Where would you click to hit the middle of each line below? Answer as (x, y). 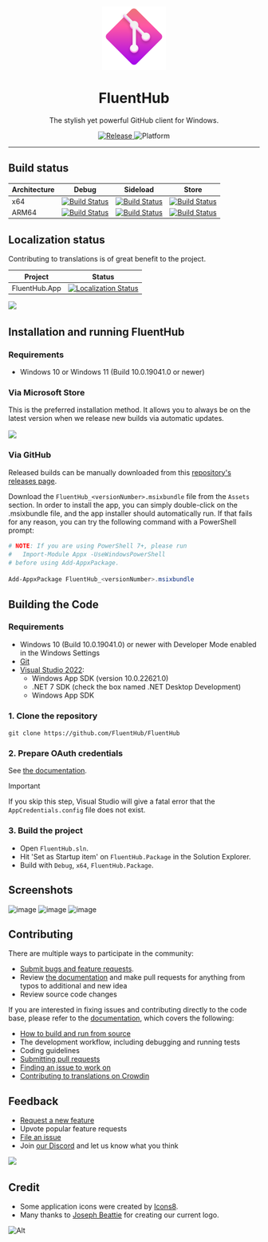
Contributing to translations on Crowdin (85, 1076)
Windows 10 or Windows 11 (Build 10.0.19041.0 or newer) (112, 372)
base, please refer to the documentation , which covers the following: (121, 1018)
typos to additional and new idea (73, 986)
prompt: (21, 530)
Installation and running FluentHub (97, 332)
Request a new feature (57, 1120)
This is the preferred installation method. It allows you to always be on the (130, 410)
